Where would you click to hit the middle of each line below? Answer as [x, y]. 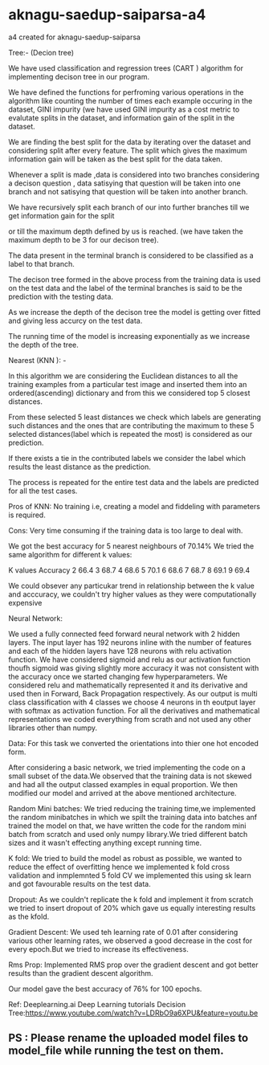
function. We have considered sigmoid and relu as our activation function [129, 659]
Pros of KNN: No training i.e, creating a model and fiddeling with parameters [134, 506]
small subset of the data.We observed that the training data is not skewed [130, 776]
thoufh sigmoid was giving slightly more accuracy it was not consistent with [134, 667]
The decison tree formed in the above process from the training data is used [134, 280]
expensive [25, 602]
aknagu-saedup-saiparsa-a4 [107, 15]
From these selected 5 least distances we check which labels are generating [135, 417]
